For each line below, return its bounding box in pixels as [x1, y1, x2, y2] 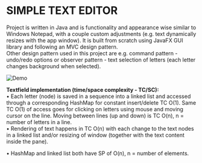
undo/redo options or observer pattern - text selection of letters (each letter [6, 56, 196, 63]
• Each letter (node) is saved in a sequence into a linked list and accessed [6, 92, 191, 100]
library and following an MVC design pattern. [6, 43, 118, 50]
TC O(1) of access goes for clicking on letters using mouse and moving [6, 105, 184, 113]
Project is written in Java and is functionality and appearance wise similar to [6, 24, 197, 31]
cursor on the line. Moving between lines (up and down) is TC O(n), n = [6, 112, 184, 119]
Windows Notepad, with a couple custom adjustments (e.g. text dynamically [6, 30, 197, 37]
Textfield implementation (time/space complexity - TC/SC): [6, 86, 160, 93]
